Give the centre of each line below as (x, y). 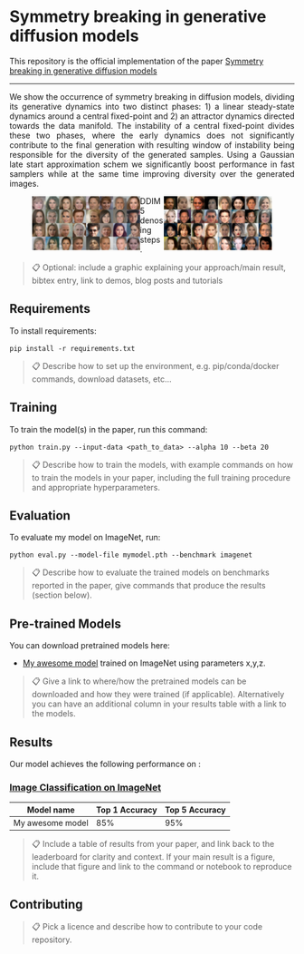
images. (24, 183)
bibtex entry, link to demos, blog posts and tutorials (127, 280)
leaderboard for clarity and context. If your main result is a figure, (153, 857)
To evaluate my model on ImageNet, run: (85, 538)
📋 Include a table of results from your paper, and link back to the (153, 843)
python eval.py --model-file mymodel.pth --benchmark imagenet (131, 555)
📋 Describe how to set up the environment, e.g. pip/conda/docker (155, 365)
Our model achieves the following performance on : (105, 764)
